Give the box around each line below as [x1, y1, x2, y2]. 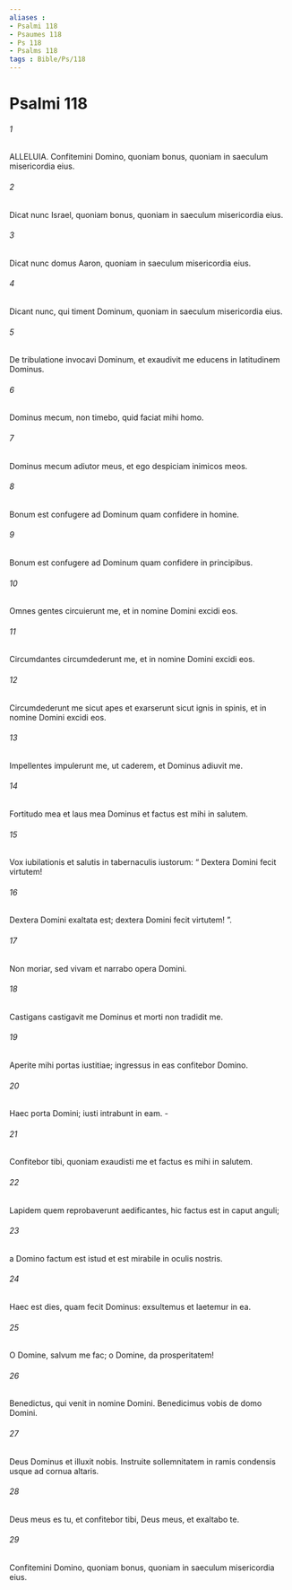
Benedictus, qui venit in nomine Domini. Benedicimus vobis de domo [9, 1398, 262, 1409]
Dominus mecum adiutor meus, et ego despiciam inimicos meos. [9, 460, 248, 471]
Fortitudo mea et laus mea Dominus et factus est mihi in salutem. [9, 808, 249, 819]
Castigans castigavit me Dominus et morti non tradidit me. [9, 1011, 224, 1022]
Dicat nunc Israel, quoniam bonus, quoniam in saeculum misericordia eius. [9, 209, 284, 220]
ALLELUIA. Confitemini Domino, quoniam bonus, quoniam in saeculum [9, 152, 269, 162]
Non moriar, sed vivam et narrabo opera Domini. [9, 963, 187, 974]
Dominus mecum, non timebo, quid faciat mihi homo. [9, 412, 204, 423]
